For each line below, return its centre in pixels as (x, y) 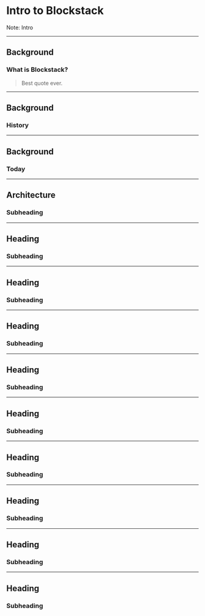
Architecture (31, 195)
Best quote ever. (42, 83)
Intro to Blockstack (55, 11)
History (18, 125)
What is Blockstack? (37, 69)
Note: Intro (20, 27)
